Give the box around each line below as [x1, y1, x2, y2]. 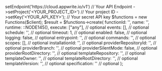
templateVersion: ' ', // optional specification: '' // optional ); [5, 61, 123, 66]
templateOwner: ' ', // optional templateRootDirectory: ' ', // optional [5, 55, 138, 61]
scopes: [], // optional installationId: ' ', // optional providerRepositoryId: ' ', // [5, 40, 157, 46]
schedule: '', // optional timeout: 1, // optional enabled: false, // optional [5, 30, 147, 35]
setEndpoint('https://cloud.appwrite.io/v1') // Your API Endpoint [5, 4, 132, 9]
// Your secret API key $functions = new [67, 14, 147, 20]
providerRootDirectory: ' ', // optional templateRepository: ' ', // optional [5, 50, 146, 56]
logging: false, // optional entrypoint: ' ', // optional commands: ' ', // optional [5, 35, 156, 40]
